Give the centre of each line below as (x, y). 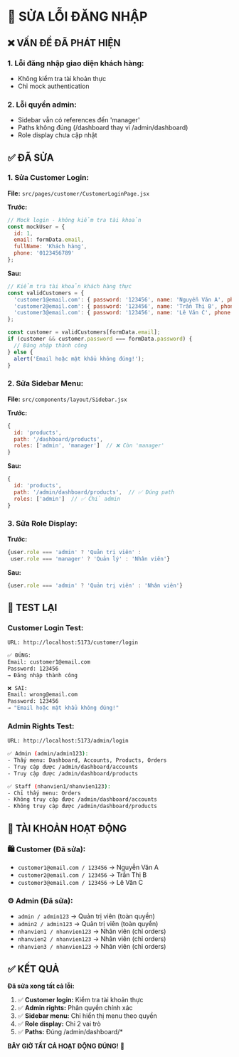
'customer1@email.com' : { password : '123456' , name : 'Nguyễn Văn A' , (119, 299)
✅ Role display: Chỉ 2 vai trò (59, 1024)
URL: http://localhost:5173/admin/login (68, 741)
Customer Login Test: (46, 627)
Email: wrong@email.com (43, 695)
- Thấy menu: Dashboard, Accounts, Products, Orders (87, 760)
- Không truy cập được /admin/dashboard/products (83, 806)
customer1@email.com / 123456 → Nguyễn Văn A (88, 867)
